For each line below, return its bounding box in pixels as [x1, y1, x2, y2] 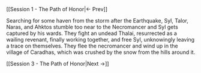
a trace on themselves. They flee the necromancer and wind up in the [6, 42, 178, 49]
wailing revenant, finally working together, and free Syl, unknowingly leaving [6, 36, 195, 43]
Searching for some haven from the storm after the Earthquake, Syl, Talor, [6, 17, 189, 24]
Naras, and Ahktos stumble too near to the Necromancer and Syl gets [6, 24, 178, 30]
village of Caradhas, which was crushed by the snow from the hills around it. [6, 49, 196, 56]
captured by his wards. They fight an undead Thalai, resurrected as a [6, 30, 177, 37]
